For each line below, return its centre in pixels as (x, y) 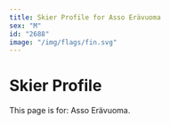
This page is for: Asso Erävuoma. (70, 111)
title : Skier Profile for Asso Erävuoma (85, 17)
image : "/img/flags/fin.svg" (63, 42)
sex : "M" (25, 26)
